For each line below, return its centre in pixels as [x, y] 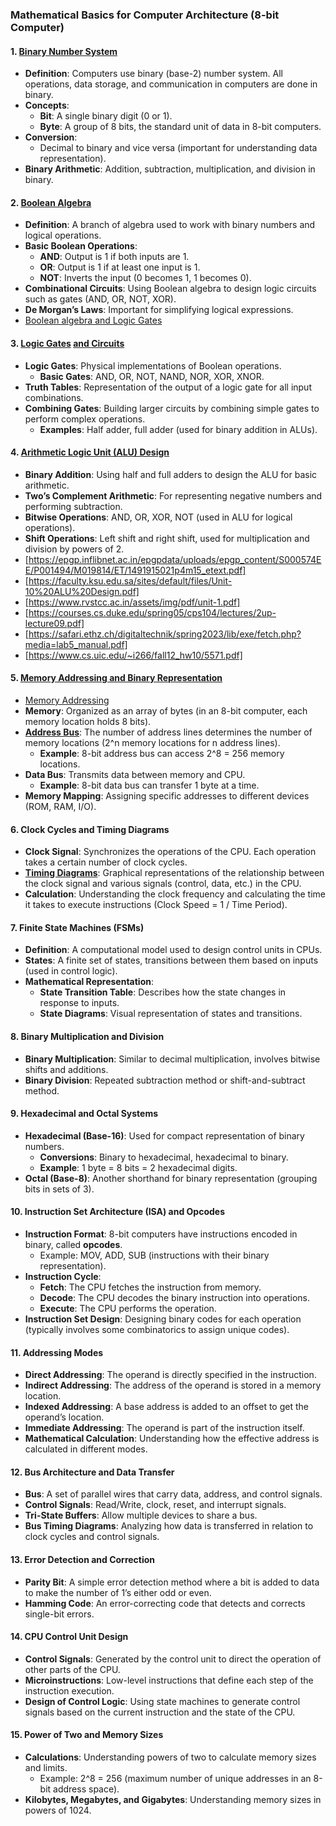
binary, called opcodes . [73, 1244]
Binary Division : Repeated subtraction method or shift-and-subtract [165, 1080]
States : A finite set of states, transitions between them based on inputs [171, 960]
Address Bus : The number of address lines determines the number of [168, 732]
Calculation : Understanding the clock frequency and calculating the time [175, 894]
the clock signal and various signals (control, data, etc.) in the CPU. [163, 884]
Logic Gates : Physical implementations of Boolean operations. [153, 365]
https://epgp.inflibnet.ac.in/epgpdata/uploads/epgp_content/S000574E [175, 559]
